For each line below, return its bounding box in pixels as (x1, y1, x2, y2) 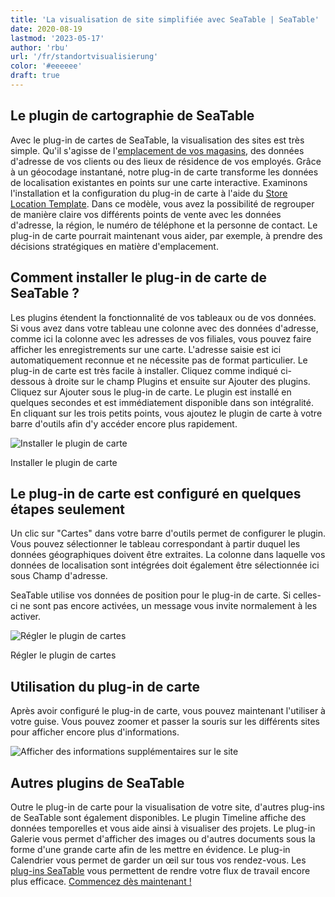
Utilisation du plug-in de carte (10, 678, 200, 695)
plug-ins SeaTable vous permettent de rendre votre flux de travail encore (10, 864, 311, 876)
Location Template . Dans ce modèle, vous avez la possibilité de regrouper (10, 197, 315, 210)
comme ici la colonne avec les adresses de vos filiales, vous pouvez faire (10, 332, 312, 345)
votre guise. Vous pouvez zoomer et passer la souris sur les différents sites (10, 716, 320, 728)
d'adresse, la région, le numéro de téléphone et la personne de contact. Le (10, 219, 318, 231)
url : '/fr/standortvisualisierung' (10, 52, 159, 62)
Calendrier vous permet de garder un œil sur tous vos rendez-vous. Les (10, 854, 307, 866)
